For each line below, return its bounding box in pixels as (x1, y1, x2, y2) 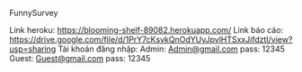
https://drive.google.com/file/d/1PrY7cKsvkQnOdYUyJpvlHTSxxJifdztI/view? (9, 35, 293, 44)
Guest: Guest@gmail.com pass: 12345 (9, 53, 151, 63)
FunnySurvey (9, 8, 58, 18)
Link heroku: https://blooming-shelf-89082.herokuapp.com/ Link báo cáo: (9, 25, 284, 35)
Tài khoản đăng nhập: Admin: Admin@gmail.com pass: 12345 (58, 44, 286, 54)
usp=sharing (9, 44, 57, 54)
